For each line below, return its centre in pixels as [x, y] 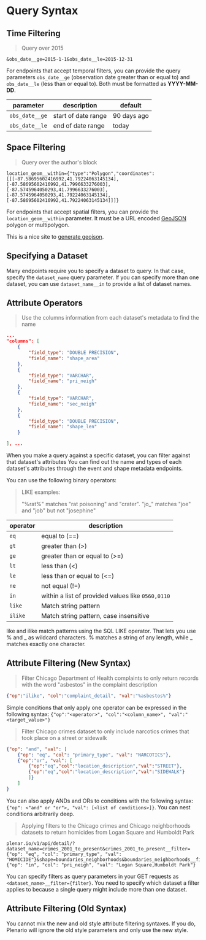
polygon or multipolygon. [38, 225]
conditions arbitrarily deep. [40, 814]
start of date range [80, 116]
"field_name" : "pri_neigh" [63, 381]
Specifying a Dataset [47, 256]
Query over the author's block [59, 162]
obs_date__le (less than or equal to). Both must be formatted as [86, 84]
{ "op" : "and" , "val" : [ [37, 749]
